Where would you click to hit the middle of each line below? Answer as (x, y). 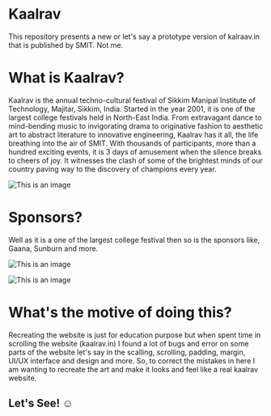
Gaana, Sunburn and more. (53, 248)
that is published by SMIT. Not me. (66, 45)
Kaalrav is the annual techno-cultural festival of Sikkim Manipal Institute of (132, 100)
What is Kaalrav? (67, 78)
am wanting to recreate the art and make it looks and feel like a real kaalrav (133, 369)
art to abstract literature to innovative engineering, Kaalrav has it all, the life (133, 134)
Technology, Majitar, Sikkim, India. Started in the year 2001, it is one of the (132, 108)
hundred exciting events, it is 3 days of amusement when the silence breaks (135, 151)
